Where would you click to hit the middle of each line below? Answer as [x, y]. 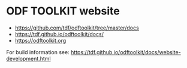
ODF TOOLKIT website [63, 11]
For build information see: [38, 52]
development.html [28, 58]
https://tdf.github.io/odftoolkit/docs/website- [126, 52]
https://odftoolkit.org [40, 40]
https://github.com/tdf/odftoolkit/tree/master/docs [77, 28]
